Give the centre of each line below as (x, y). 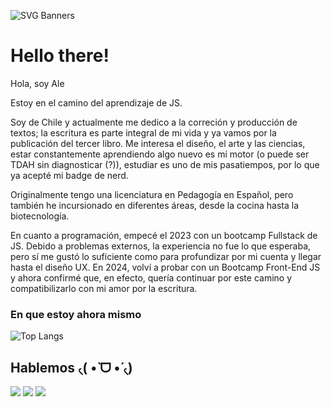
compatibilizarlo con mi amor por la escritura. (104, 288)
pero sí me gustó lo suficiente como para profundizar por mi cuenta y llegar (166, 256)
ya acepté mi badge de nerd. (69, 175)
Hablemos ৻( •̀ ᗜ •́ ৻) (71, 367)
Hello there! (60, 56)
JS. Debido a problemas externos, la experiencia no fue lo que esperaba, (161, 246)
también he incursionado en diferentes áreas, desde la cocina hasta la (155, 205)
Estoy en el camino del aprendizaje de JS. (96, 102)
